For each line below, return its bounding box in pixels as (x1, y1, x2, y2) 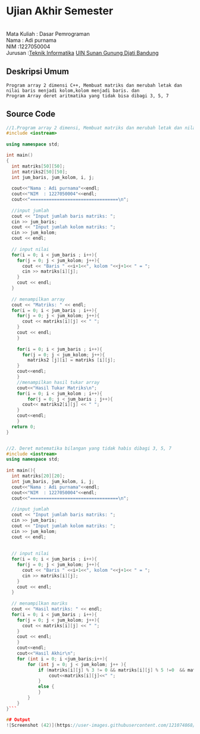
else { (37, 684, 55, 690)
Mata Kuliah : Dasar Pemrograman (6, 30, 90, 37)
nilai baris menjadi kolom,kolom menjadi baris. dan (6, 88, 140, 94)
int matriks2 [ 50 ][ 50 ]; (11, 169, 68, 175)
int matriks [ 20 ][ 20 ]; (11, 473, 65, 479)
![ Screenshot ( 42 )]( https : (6, 722, 73, 728)
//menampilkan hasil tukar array (17, 379, 100, 385)
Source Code (6, 109, 55, 119)
